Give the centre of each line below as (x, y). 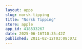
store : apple (19, 24)
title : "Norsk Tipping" (31, 19)
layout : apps (19, 10)
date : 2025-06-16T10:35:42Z (35, 34)
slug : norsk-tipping (27, 15)
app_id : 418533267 (25, 29)
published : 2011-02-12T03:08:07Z (41, 39)
